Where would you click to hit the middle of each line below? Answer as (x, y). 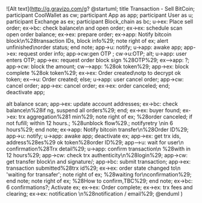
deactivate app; (26, 92)
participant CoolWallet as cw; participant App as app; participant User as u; (100, 15)
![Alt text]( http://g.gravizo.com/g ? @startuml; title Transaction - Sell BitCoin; (100, 9)
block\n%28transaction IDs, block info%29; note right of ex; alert (87, 41)
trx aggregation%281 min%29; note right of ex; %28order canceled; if (106, 117)
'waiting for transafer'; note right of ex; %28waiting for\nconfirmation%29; (99, 174)
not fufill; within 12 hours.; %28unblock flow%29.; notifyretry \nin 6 (90, 123)
